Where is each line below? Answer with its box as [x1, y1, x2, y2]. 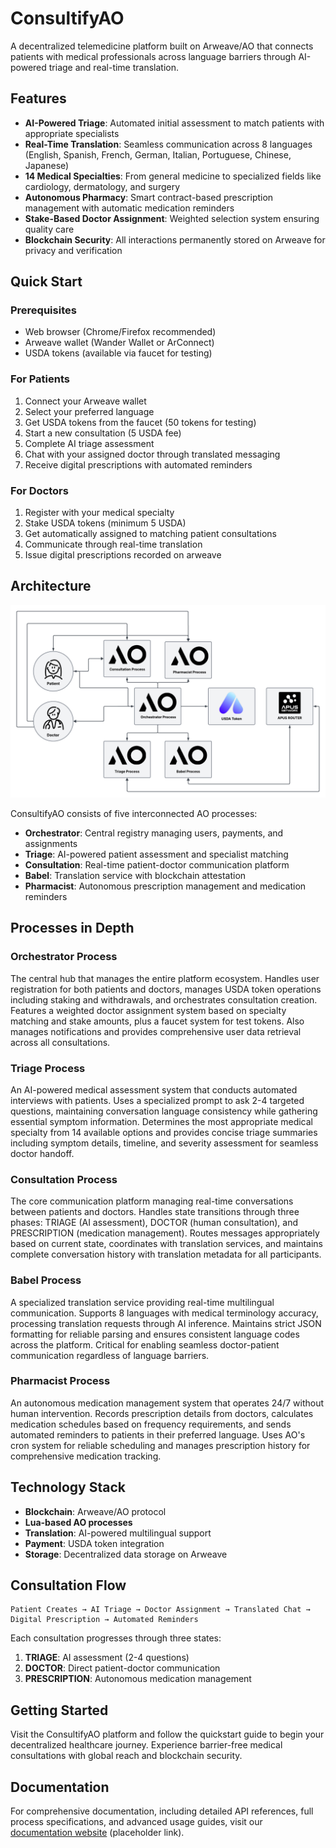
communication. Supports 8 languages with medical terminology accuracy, [10, 1307, 319, 1319]
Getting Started [10, 1702, 109, 1719]
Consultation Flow [10, 1577, 127, 1594]
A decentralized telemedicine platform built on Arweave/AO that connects [10, 40, 314, 52]
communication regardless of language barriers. [10, 1349, 210, 1361]
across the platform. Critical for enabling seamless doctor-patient [10, 1338, 280, 1351]
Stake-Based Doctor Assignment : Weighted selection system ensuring [24, 212, 320, 224]
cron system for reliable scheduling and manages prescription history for [10, 1439, 311, 1451]
